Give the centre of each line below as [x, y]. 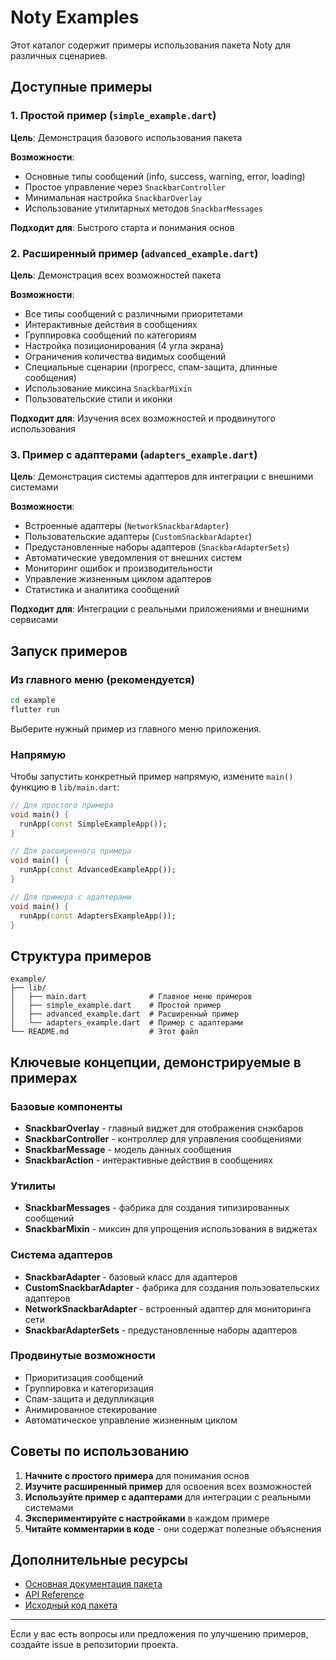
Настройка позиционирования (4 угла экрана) [124, 345]
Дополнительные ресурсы [99, 1560]
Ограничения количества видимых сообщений [125, 356]
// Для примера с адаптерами [71, 897]
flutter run [35, 709]
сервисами [34, 620]
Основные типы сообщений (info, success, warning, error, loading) [165, 176]
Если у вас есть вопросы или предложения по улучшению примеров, [159, 1634]
